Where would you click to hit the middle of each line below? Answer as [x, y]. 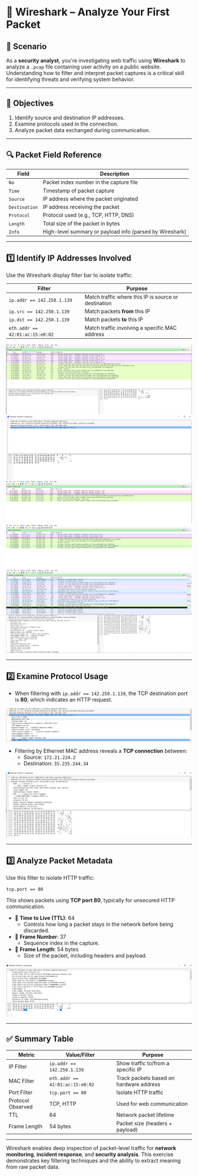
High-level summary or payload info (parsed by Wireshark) [115, 231]
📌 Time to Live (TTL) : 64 [44, 918]
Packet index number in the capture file [90, 182]
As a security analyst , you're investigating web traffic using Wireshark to [96, 60]
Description [115, 174]
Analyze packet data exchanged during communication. [82, 130]
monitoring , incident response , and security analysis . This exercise [90, 1154]
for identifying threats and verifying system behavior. [70, 79]
